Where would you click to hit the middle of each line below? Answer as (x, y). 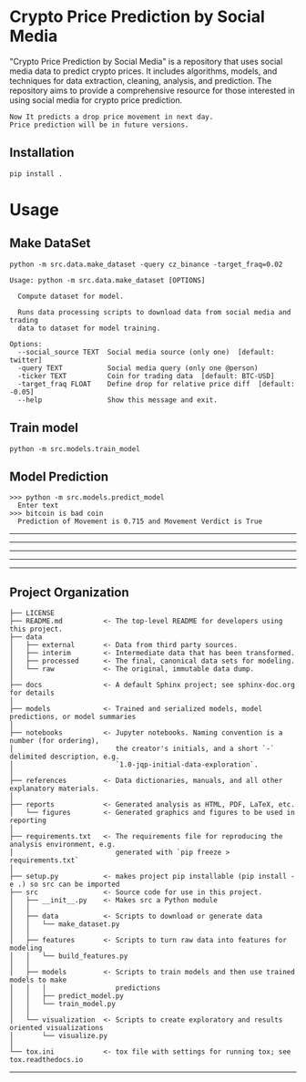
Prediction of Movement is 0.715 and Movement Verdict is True (140, 521)
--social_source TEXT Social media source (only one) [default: (146, 352)
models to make (38, 980)
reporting (28, 821)
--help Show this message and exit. (118, 400)
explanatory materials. (55, 789)
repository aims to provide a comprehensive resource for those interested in (152, 90)
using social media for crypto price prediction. (96, 100)
